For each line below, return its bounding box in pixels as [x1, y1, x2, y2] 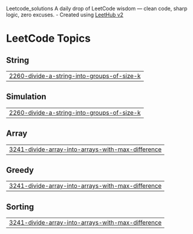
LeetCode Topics [6, 32, 91, 45]
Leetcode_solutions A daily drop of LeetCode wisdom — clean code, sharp [6, 5, 188, 12]
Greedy [6, 165, 34, 175]
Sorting [6, 202, 34, 212]
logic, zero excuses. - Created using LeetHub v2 [6, 11, 124, 18]
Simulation [6, 92, 46, 102]
